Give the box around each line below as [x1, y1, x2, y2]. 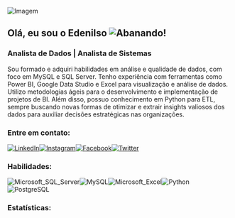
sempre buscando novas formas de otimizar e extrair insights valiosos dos [7, 102, 225, 111]
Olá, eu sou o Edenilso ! [7, 27, 167, 39]
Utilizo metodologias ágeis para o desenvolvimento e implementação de [7, 87, 219, 96]
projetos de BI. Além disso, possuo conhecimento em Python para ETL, [7, 94, 216, 103]
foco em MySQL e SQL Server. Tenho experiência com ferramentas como [7, 72, 222, 81]
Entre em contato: [7, 128, 71, 138]
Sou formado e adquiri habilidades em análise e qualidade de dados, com [7, 65, 222, 73]
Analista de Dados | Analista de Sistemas [7, 48, 152, 58]
